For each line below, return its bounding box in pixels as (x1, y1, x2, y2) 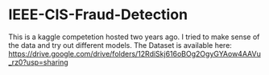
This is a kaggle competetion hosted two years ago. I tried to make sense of (8, 32, 260, 41)
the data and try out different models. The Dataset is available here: (8, 40, 232, 49)
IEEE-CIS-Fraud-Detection (8, 6, 188, 24)
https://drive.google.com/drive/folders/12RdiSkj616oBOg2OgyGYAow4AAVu (8, 49, 262, 58)
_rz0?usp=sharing (8, 57, 68, 67)
